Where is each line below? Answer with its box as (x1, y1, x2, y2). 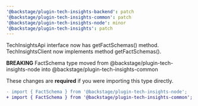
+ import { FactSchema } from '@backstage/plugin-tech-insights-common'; (6, 95, 193, 101)
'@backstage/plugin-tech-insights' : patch (6, 25, 113, 32)
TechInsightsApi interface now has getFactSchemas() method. (6, 42, 159, 49)
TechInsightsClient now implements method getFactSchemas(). (6, 48, 162, 55)
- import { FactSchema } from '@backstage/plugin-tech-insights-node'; (6, 89, 187, 95)
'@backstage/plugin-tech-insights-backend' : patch (6, 8, 134, 15)
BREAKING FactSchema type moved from (6, 60, 109, 67)
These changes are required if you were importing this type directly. (6, 77, 174, 85)
